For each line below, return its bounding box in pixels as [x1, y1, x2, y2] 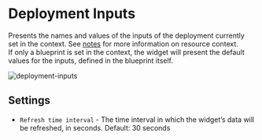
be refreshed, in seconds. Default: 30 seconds [19, 123, 171, 132]
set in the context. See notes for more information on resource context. [8, 39, 238, 48]
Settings [8, 94, 51, 107]
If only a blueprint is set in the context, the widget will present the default [8, 47, 245, 57]
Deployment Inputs [8, 5, 136, 23]
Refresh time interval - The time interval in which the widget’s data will [19, 115, 255, 124]
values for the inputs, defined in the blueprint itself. [8, 56, 174, 65]
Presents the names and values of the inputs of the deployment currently [8, 31, 245, 40]
